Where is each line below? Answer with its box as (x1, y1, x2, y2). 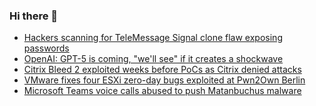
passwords (23, 42, 70, 54)
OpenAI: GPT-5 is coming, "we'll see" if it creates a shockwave (23, 53, 284, 65)
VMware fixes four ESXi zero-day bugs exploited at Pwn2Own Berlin (23, 74, 306, 86)
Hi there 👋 (9, 9, 59, 23)
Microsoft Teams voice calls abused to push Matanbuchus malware (23, 85, 302, 97)
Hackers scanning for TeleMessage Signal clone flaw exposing (23, 32, 283, 44)
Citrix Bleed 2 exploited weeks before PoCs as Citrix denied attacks (23, 64, 302, 76)
